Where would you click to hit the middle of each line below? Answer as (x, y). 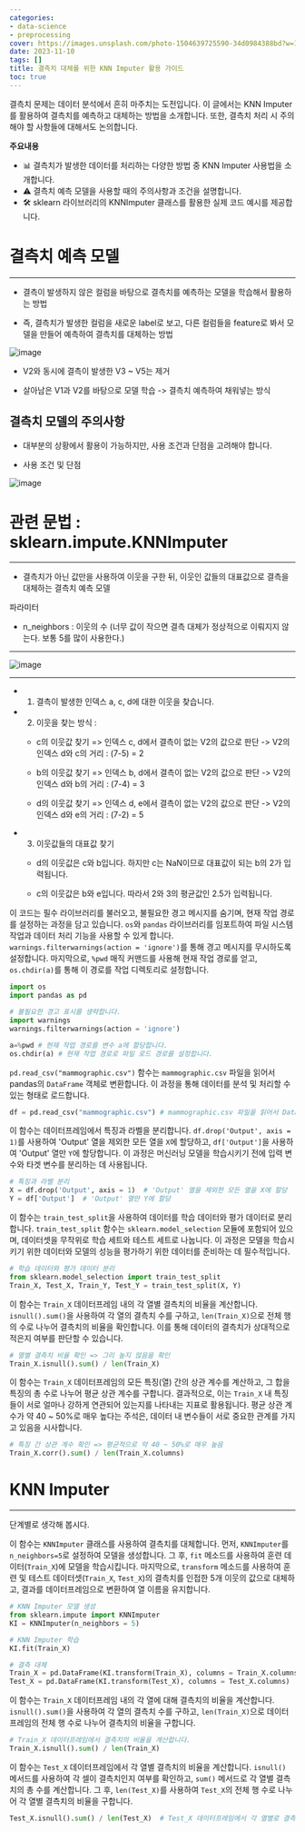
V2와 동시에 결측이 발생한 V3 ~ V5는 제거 (96, 371)
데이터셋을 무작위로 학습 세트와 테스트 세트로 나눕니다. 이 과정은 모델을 (146, 1240)
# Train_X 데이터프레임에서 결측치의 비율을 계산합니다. (100, 1740)
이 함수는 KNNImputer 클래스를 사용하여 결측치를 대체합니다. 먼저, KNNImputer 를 (149, 1544)
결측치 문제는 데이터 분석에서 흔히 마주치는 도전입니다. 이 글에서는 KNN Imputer (151, 104)
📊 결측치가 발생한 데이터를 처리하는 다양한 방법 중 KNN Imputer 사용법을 (152, 165)
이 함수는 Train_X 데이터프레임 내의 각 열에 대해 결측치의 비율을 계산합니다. (142, 1700)
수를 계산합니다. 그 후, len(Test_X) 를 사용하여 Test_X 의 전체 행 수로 (156, 1789)
